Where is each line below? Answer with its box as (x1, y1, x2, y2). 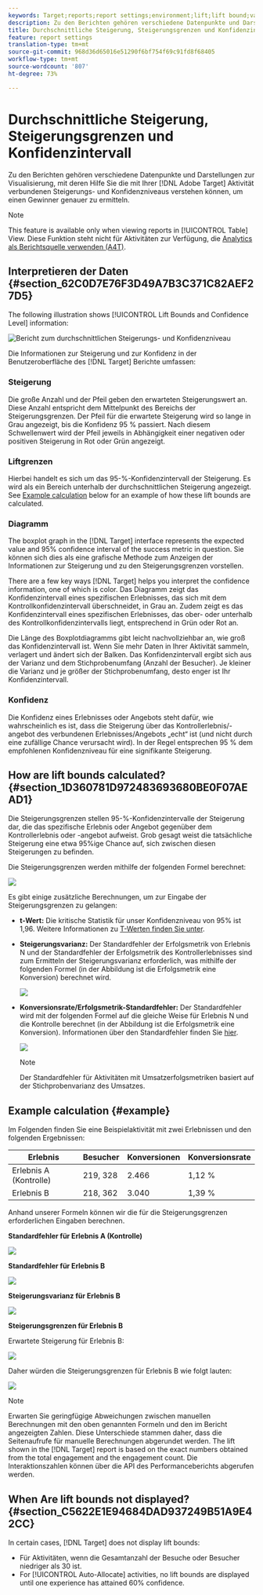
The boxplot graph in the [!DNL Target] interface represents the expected (8, 536, 245, 546)
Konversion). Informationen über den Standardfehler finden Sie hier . (19, 1027, 239, 1037)
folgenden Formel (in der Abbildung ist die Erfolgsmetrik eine (19, 965, 217, 974)
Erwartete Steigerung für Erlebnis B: (8, 1336, 124, 1346)
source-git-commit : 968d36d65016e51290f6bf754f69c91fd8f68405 (8, 48, 215, 56)
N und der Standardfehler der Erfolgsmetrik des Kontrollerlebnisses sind (19, 947, 253, 958)
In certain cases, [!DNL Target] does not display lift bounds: (8, 1538, 200, 1547)
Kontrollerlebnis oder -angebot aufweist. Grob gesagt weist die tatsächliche (8, 830, 253, 840)
